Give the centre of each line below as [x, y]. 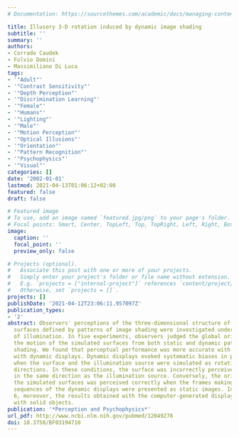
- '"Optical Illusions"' [44, 139]
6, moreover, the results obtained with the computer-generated [111, 396]
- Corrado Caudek [33, 53]
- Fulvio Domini [31, 60]
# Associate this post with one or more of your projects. [100, 271]
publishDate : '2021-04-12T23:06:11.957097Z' [74, 303]
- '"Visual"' [27, 166]
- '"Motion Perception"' [44, 132]
